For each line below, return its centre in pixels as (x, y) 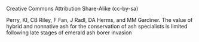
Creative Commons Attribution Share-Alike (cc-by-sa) (72, 9)
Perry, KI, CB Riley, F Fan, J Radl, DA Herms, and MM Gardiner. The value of (99, 20)
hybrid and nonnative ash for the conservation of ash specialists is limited (97, 26)
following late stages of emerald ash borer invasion (69, 33)
